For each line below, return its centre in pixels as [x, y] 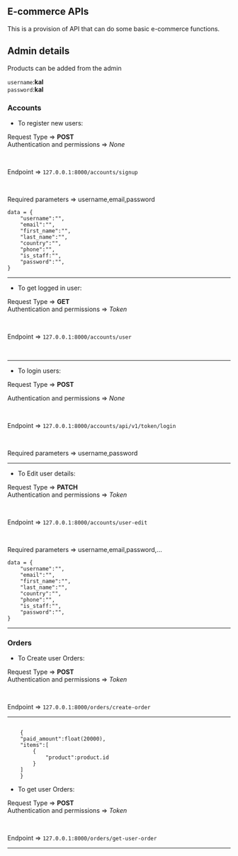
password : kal [25, 89]
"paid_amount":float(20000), [63, 739]
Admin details [39, 51]
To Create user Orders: [51, 658]
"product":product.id [77, 758]
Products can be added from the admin [64, 68]
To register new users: [50, 123]
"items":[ [35, 745]
